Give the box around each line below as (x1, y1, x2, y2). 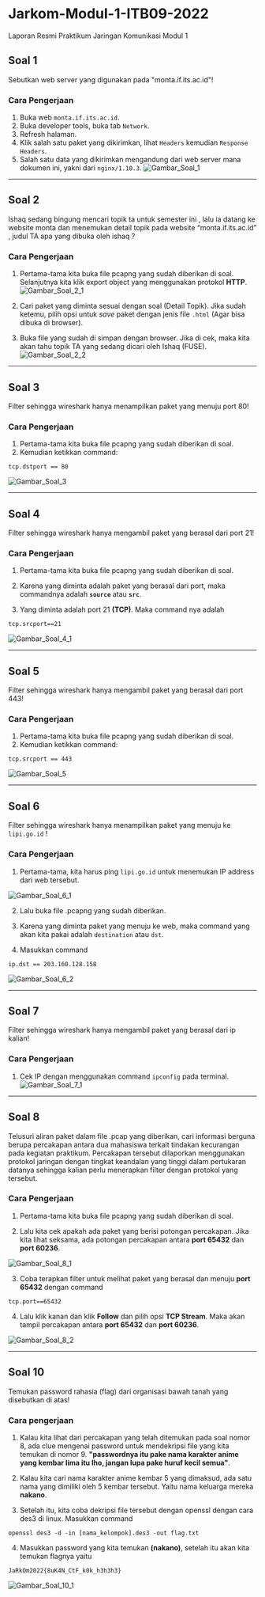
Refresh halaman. (19, 130, 77, 139)
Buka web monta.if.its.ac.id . (19, 112, 120, 123)
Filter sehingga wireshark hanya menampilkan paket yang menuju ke (8, 821, 231, 830)
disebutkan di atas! (8, 1394, 70, 1405)
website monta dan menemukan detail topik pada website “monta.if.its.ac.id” (8, 222, 257, 232)
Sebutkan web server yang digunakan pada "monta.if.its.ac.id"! (8, 74, 214, 84)
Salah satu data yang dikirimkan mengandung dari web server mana (19, 155, 241, 165)
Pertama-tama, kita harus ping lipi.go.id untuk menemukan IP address (19, 867, 255, 876)
